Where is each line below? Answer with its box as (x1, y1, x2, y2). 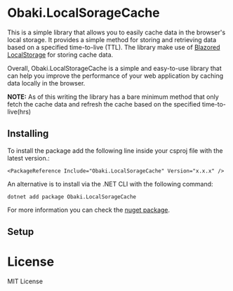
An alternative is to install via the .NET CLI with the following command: (7, 180, 213, 188)
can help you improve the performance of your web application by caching (7, 72, 224, 80)
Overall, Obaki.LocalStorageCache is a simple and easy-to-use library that (7, 64, 222, 72)
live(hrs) (7, 107, 32, 116)
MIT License (7, 277, 44, 285)
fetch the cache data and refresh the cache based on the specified (7, 100, 201, 108)
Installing (7, 128, 49, 140)
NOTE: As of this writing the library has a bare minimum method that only (7, 93, 219, 101)
